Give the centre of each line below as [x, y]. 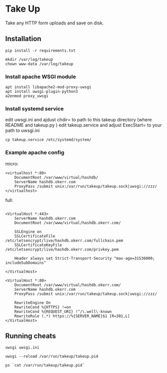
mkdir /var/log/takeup [29, 59]
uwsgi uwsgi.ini [22, 348]
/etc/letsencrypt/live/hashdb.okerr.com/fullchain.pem [64, 241]
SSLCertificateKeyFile [38, 245]
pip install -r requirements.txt [40, 50]
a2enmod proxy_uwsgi [27, 96]
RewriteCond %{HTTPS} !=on [43, 307]
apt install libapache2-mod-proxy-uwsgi [49, 87]
